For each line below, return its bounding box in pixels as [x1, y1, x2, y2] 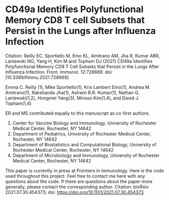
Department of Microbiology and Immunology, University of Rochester [12, 152, 160, 158]
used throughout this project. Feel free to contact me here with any [5, 173, 146, 179]
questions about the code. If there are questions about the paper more [5, 178, 153, 184]
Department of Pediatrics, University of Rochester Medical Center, [12, 130, 151, 137]
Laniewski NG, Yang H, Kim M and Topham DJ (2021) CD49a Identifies [5, 58, 153, 64]
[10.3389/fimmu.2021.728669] [5, 74, 69, 80]
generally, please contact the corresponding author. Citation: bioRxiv [5, 184, 149, 190]
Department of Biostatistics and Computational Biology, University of [12, 141, 157, 148]
